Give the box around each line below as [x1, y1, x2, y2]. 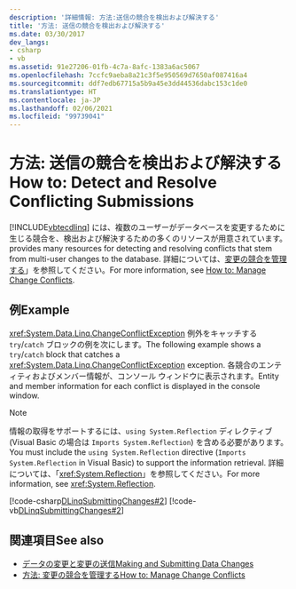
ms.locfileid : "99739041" [9, 112, 105, 121]
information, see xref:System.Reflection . [9, 478, 157, 489]
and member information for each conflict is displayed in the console [9, 380, 261, 391]
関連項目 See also [9, 533, 105, 548]
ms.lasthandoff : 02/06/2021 [9, 104, 113, 113]
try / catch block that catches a [9, 348, 121, 360]
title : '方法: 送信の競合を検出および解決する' [9, 21, 166, 30]
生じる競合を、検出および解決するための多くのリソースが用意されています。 [9, 233, 288, 244]
